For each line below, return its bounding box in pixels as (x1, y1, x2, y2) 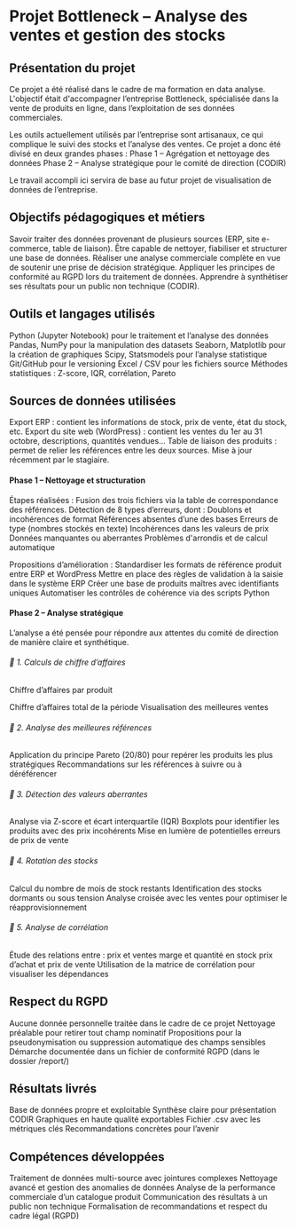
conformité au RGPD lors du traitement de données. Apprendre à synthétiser (9, 271, 289, 281)
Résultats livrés (9, 1081, 98, 1097)
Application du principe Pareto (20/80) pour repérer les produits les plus (9, 750, 273, 761)
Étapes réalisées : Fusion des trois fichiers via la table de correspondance (9, 494, 279, 505)
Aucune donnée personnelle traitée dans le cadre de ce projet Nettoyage (9, 1018, 276, 1029)
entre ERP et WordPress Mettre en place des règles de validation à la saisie (9, 568, 284, 579)
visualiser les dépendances (9, 968, 109, 979)
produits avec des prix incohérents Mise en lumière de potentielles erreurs (9, 825, 281, 836)
